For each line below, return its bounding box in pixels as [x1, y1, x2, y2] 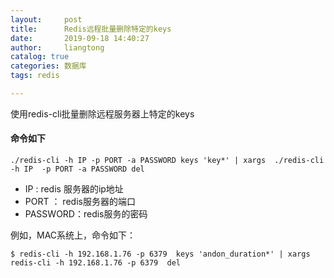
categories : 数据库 [10, 61, 87, 71]
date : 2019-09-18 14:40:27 [10, 33, 150, 43]
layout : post [10, 14, 83, 25]
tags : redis [10, 71, 60, 81]
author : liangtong [10, 42, 105, 53]
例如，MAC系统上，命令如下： [10, 229, 137, 241]
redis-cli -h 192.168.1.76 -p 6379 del [10, 258, 182, 268]
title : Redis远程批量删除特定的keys [10, 24, 172, 34]
